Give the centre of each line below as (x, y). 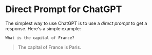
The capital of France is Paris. (49, 47)
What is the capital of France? (40, 38)
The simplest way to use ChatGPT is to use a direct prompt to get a (76, 23)
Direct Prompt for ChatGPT (64, 9)
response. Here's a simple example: (43, 28)
